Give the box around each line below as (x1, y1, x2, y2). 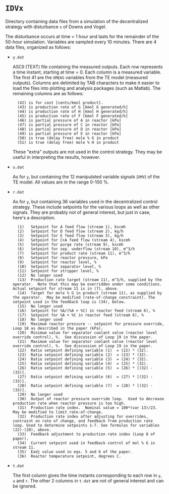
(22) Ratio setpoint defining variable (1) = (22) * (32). (17, 348, 149, 353)
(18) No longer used (17, 317, 63, 322)
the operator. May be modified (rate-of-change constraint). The (12, 295, 155, 300)
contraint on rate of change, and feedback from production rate (12, 418, 153, 423)
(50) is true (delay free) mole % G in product (17, 135, 120, 141)
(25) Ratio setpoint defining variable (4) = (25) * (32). (17, 361, 149, 366)
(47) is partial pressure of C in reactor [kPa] (17, 122, 122, 127)
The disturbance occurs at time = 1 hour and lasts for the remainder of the (5, 33, 159, 39)
